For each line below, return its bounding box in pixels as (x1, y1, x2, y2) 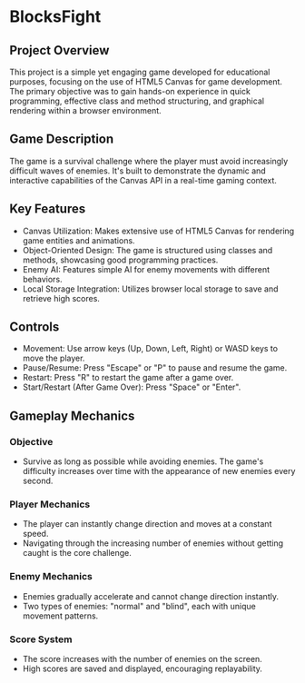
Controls (9, 320, 60, 335)
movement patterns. (22, 610, 99, 621)
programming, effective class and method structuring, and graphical (9, 95, 265, 106)
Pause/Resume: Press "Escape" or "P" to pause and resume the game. (22, 362, 288, 373)
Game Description (9, 132, 114, 147)
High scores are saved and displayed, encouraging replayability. (22, 663, 263, 674)
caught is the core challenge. (22, 548, 132, 559)
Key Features (9, 202, 86, 217)
